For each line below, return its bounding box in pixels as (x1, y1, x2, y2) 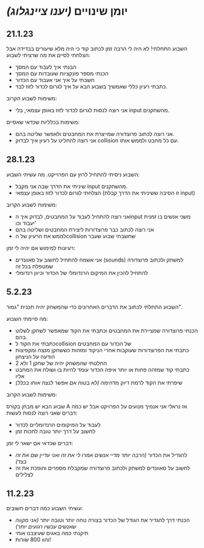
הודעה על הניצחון (15, 353, 55, 360)
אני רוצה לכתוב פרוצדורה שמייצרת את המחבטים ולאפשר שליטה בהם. (15, 130, 175, 137)
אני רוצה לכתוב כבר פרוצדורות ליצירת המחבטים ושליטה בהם (15, 225, 155, 233)
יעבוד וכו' (15, 219, 37, 227)
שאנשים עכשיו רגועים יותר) (15, 523, 76, 530)
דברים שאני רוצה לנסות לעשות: (6, 409, 78, 416)
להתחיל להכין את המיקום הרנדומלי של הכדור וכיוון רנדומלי (15, 269, 148, 276)
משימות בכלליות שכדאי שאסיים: (6, 118, 80, 126)
